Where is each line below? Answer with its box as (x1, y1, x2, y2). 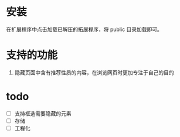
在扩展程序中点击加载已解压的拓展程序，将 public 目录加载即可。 (6, 26, 163, 33)
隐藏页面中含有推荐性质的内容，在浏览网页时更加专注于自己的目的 (14, 68, 174, 76)
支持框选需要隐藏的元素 (14, 109, 72, 117)
